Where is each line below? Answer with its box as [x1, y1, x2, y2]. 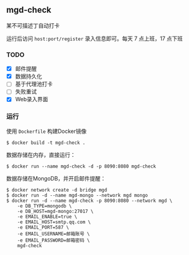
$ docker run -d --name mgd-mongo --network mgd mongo [6, 192, 148, 198]
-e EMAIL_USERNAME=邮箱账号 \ [17, 231, 90, 237]
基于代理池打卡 [15, 81, 53, 88]
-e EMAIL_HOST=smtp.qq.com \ [17, 219, 91, 225]
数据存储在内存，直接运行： [6, 151, 76, 158]
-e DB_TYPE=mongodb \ [17, 203, 72, 209]
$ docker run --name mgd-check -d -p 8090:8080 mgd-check [6, 163, 156, 170]
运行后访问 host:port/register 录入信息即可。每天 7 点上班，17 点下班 [6, 35, 184, 42]
